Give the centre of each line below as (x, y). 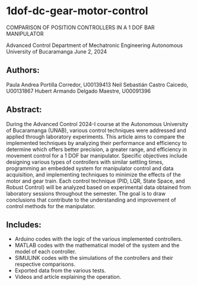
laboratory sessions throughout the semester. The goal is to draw (86, 193)
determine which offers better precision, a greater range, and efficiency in (97, 149)
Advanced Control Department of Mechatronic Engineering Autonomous (94, 45)
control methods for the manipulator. (51, 206)
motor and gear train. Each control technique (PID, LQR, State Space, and (96, 181)
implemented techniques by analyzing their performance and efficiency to (97, 143)
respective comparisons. (45, 264)
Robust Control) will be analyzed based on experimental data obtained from (99, 187)
